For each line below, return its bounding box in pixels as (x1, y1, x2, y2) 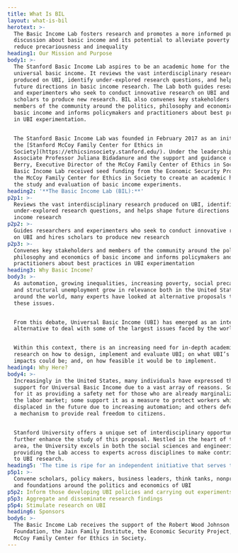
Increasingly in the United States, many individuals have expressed (13, 377, 223, 384)
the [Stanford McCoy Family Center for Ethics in (13, 141, 163, 149)
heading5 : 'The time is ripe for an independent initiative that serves (7, 462, 227, 469)
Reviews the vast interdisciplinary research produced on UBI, (13, 201, 204, 208)
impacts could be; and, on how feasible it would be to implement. (13, 357, 217, 364)
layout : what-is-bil (7, 17, 69, 24)
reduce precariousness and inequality (13, 43, 129, 50)
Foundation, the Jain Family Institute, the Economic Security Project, (13, 528, 233, 535)
